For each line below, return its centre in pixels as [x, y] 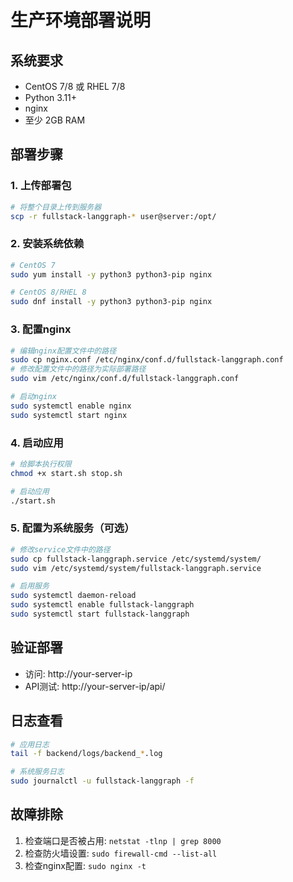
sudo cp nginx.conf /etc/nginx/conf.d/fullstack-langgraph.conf [147, 360]
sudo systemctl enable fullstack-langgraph [102, 605]
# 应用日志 [30, 744]
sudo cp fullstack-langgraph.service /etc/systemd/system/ [136, 559]
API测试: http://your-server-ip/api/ [95, 686]
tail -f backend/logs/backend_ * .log [86, 754]
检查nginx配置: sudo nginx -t [85, 865]
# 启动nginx [33, 397]
